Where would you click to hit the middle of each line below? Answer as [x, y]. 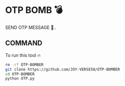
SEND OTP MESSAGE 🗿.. [31, 27]
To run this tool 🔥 [23, 55]
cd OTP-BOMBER [20, 74]
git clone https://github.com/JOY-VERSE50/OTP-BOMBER [63, 69]
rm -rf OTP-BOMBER [24, 64]
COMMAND [24, 43]
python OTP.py [20, 78]
